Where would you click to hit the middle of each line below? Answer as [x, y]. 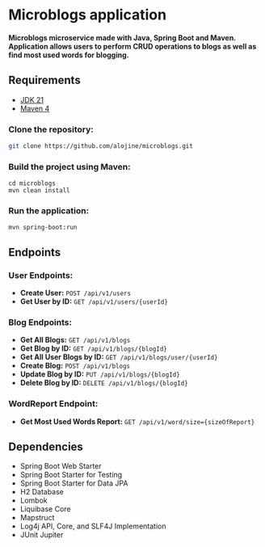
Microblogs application [88, 15]
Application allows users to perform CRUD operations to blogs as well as [132, 46]
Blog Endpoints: [40, 322]
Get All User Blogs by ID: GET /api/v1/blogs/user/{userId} [119, 357]
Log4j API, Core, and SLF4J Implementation [93, 526]
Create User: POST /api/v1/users [76, 293]
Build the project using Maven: [69, 166]
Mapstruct [37, 518]
